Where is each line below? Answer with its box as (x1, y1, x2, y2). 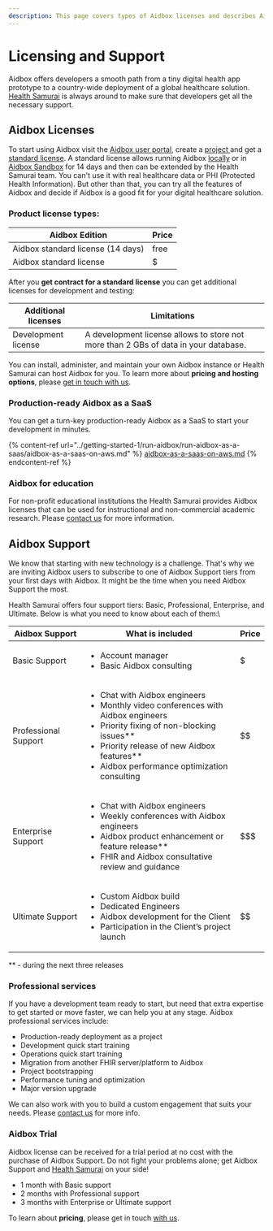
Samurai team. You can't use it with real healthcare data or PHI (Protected (8, 171, 256, 180)
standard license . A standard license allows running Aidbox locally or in (8, 154, 247, 163)
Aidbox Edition (49, 229, 108, 241)
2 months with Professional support (19, 1188, 140, 1198)
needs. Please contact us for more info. (8, 1108, 141, 1118)
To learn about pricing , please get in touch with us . (8, 1212, 180, 1223)
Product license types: (8, 208, 100, 219)
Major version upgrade (19, 1084, 97, 1094)
